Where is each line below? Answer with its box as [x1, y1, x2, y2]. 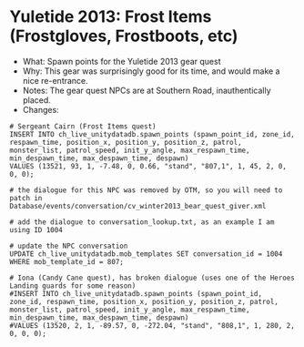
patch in [9, 193, 43, 202]
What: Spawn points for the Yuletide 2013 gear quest [22, 56, 221, 66]
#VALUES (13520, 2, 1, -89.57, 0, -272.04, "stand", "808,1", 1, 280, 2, [9, 321, 296, 330]
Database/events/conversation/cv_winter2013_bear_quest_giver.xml [9, 201, 267, 210]
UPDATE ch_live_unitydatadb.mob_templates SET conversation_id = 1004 [9, 249, 283, 259]
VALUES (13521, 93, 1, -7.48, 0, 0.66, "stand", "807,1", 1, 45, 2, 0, [9, 161, 287, 170]
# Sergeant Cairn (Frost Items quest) [9, 121, 157, 131]
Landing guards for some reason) [9, 281, 137, 291]
